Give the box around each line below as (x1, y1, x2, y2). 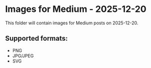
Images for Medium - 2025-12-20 (5, 3, 147, 15)
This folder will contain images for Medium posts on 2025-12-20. (5, 20, 139, 26)
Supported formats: (5, 34, 68, 43)
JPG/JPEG (12, 53, 34, 59)
